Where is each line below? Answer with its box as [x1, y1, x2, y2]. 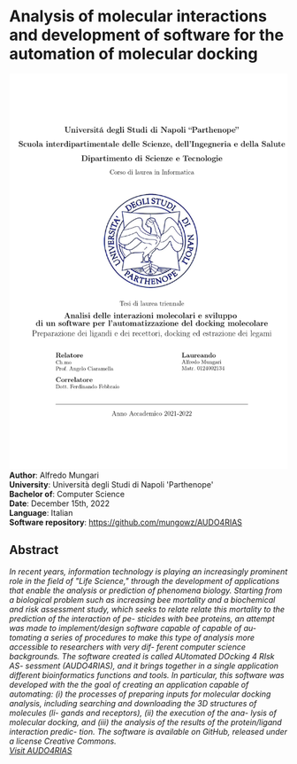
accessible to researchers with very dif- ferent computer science [9, 641, 246, 652]
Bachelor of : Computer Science [9, 488, 126, 499]
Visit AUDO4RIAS [9, 745, 72, 755]
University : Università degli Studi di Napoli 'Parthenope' [9, 479, 214, 489]
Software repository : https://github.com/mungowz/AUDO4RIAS [9, 517, 243, 527]
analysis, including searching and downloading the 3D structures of [9, 698, 257, 708]
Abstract [9, 542, 59, 557]
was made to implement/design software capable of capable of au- [9, 622, 257, 633]
